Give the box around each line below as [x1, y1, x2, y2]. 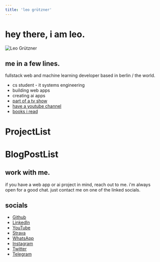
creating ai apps [12, 93, 46, 99]
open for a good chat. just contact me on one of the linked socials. [5, 187, 141, 193]
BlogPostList [5, 148, 58, 160]
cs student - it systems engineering [12, 82, 85, 88]
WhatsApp [12, 235, 34, 241]
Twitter [12, 246, 27, 252]
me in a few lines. [5, 59, 60, 67]
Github [12, 214, 26, 220]
